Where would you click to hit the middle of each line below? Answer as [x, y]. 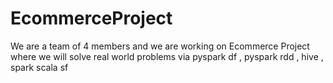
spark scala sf [39, 67]
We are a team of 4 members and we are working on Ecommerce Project [160, 46]
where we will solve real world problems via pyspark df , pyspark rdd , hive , [167, 56]
